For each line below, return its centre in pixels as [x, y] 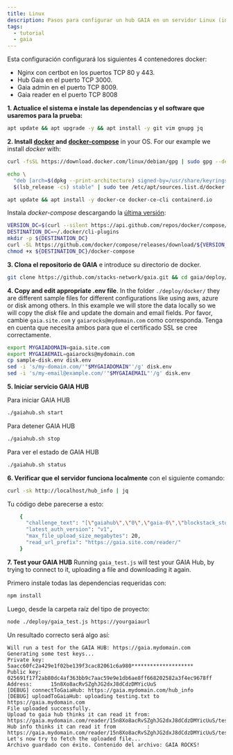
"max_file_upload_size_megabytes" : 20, [83, 536]
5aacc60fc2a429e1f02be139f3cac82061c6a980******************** [101, 666]
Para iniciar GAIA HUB [39, 400]
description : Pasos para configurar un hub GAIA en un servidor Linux [111, 20]
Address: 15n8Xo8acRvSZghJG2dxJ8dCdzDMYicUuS [82, 684]
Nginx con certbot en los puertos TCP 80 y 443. [86, 73]
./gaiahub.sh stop [34, 439]
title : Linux [26, 14]
